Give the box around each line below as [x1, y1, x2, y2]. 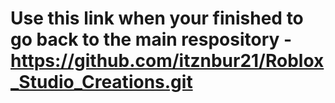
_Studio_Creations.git [10, 71, 193, 94]
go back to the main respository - [10, 28, 293, 51]
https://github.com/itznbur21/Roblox [10, 50, 325, 72]
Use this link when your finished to [10, 7, 304, 30]
